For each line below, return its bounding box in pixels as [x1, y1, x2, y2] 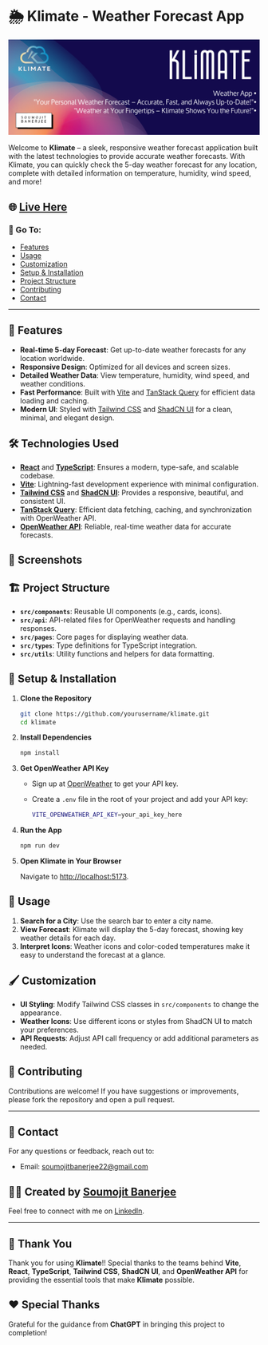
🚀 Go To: [8, 224, 41, 235]
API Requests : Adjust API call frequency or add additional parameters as [19, 1033, 259, 1043]
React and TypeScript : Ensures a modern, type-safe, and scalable [19, 462, 239, 472]
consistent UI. [19, 496, 66, 506]
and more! [8, 177, 42, 187]
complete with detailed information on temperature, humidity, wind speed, [8, 169, 251, 178]
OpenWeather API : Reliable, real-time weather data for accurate [19, 522, 231, 531]
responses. [19, 623, 57, 633]
